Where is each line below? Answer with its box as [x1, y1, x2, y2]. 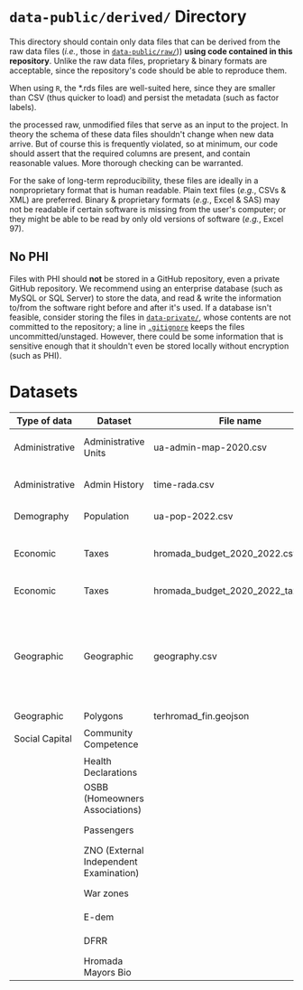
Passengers [83, 824, 134, 836]
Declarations [83, 766, 138, 779]
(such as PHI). [9, 350, 62, 360]
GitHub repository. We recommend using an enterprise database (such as [9, 283, 283, 294]
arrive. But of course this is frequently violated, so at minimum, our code [9, 138, 278, 149]
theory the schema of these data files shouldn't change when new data [9, 128, 274, 139]
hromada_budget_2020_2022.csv [152, 546, 299, 559]
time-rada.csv [152, 478, 215, 490]
